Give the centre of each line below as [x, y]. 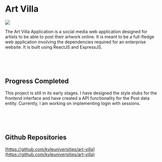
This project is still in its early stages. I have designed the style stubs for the [81, 93]
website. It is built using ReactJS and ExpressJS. [54, 47]
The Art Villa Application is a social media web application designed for [76, 31]
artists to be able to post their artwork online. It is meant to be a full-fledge [80, 36]
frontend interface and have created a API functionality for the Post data [77, 98]
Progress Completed [37, 81]
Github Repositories [36, 137]
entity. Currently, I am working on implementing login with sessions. [73, 103]
